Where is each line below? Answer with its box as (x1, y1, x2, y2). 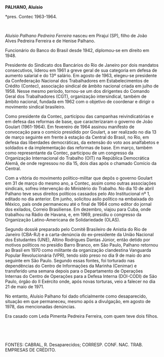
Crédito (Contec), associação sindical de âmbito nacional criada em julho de (5, 83, 159, 89)
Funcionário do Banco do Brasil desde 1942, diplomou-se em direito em (5, 48, 149, 53)
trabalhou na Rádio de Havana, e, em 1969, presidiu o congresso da (5, 212, 142, 218)
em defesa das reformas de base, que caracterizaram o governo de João (5, 119, 153, 124)
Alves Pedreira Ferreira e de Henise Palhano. (5, 38, 95, 44)
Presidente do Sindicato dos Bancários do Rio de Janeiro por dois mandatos (5, 62, 159, 68)
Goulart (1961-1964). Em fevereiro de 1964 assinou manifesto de (5, 124, 135, 130)
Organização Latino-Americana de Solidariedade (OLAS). (5, 217, 120, 222)
